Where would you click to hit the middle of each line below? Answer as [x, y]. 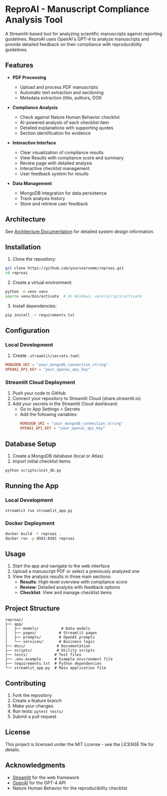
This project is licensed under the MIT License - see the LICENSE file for [79, 744]
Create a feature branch [37, 700]
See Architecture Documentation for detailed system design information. [80, 231]
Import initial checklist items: [42, 461]
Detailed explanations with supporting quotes [66, 127]
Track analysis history [42, 198]
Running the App [32, 486]
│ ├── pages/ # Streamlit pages [51, 633]
